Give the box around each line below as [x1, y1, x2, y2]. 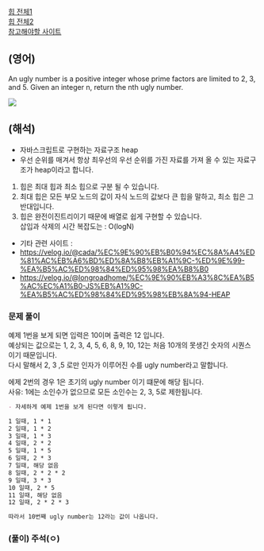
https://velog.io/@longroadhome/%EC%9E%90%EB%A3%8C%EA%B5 [19, 273, 255, 282]
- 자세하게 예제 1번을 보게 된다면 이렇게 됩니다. [8, 402, 147, 411]
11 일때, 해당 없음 [8, 491, 63, 499]
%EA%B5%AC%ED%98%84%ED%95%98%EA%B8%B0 [19, 264, 209, 274]
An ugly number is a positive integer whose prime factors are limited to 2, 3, [8, 74, 256, 83]
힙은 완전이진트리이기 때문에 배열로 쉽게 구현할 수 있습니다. [19, 211, 202, 221]
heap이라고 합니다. [34, 165, 94, 174]
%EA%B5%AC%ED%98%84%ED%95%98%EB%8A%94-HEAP [19, 289, 231, 299]
